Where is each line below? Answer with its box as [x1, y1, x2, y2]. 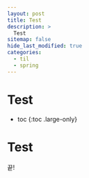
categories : [7, 49, 42, 56]
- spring [13, 62, 39, 69]
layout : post [7, 10, 45, 17]
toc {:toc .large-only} [17, 115, 78, 123]
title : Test [7, 17, 42, 24]
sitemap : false [7, 36, 51, 43]
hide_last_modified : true [7, 42, 82, 49]
